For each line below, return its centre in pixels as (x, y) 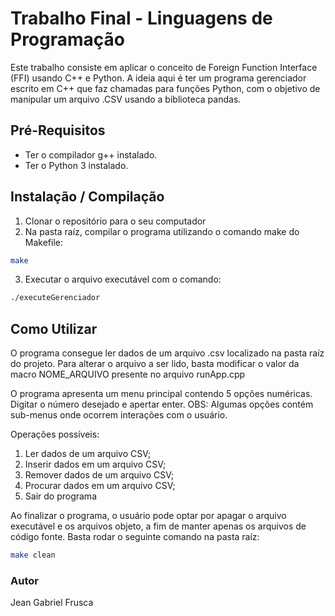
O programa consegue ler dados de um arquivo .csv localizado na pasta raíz (167, 353)
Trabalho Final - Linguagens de (141, 18)
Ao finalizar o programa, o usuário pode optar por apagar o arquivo (148, 516)
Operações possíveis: (55, 434)
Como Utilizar (54, 328)
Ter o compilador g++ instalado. (91, 154)
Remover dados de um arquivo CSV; (99, 475)
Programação (67, 39)
